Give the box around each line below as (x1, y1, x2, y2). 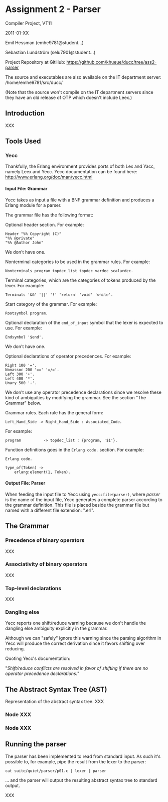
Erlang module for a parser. (5, 202, 62, 208)
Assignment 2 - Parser (5, 4, 101, 15)
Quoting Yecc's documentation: (5, 655, 71, 661)
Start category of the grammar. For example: (5, 301, 97, 307)
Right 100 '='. (5, 363, 37, 368)
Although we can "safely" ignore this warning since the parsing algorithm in (5, 635, 161, 641)
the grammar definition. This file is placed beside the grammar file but (5, 502, 149, 508)
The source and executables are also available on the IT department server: (5, 74, 161, 80)
